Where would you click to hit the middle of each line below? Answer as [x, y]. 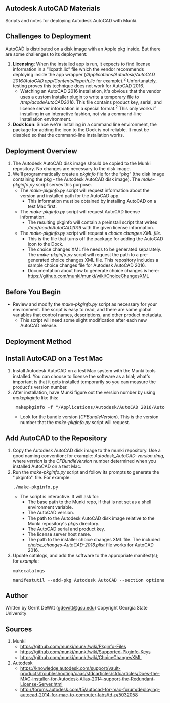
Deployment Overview [41, 151]
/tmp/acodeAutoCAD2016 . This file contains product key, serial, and [91, 102]
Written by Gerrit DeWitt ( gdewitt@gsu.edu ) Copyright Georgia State [76, 608]
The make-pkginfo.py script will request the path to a [83, 254]
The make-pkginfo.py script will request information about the [85, 190]
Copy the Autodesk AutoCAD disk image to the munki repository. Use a [87, 450]
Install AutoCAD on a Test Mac [54, 359]
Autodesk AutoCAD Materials [53, 8]
